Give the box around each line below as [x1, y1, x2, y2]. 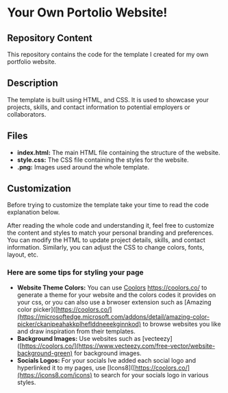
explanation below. [7, 208, 60, 217]
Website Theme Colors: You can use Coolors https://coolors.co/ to [16, 283, 207, 291]
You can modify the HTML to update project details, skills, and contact [7, 236, 205, 244]
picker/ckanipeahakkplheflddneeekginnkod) [16, 320, 142, 328]
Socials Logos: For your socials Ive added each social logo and [16, 356, 197, 364]
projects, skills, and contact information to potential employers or [7, 103, 190, 111]
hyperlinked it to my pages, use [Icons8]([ [16, 364, 136, 372]
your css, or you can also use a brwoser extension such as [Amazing [16, 298, 212, 306]
